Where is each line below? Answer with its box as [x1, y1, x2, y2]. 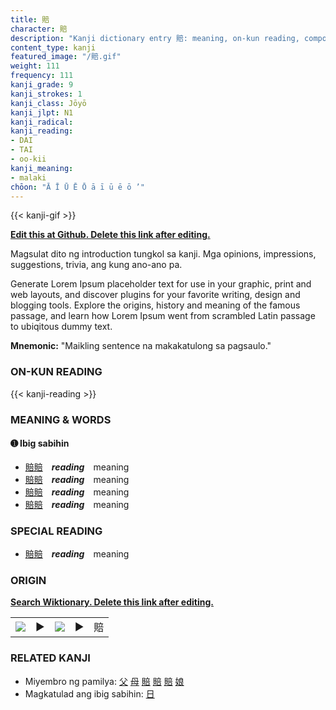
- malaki [10, 172, 47, 183]
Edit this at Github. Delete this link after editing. [10, 229, 211, 241]
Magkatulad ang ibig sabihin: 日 [24, 687, 155, 700]
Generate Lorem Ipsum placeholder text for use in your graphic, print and [10, 278, 312, 290]
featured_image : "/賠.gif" [10, 52, 122, 62]
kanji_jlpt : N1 [10, 107, 74, 118]
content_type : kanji [10, 42, 97, 53]
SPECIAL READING [10, 524, 103, 538]
